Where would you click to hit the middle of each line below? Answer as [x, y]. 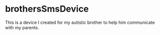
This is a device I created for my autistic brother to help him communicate [80, 22]
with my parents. [22, 27]
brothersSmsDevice [47, 9]
